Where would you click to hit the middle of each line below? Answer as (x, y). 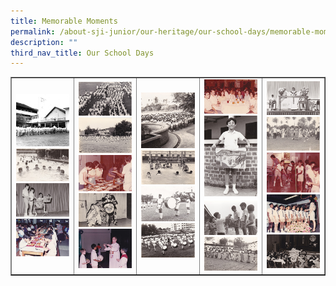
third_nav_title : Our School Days (82, 53)
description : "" (44, 42)
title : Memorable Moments (64, 21)
